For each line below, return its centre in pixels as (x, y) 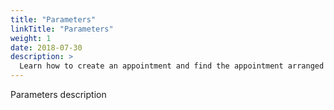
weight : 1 (31, 38)
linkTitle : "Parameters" (62, 29)
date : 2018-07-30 (46, 47)
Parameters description (58, 94)
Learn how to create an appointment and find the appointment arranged (172, 66)
